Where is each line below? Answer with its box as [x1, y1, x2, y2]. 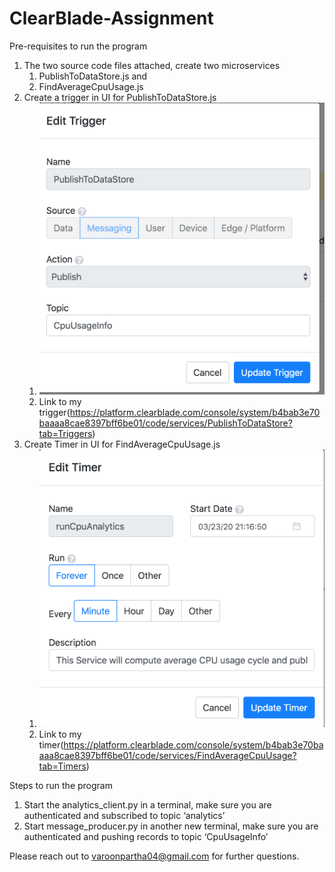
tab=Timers [38, 760, 87, 772]
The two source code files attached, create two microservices [23, 59, 281, 71]
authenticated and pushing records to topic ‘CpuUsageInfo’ [23, 830, 269, 842]
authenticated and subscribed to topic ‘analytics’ [23, 809, 226, 821]
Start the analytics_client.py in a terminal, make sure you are [23, 798, 272, 811]
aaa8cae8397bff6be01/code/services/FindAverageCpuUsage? [38, 749, 297, 761]
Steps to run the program [9, 779, 113, 791]
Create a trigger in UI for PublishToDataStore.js [23, 91, 217, 103]
